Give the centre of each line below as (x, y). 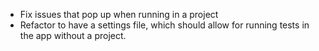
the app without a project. (73, 35)
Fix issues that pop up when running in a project (119, 14)
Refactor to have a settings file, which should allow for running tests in (164, 25)
